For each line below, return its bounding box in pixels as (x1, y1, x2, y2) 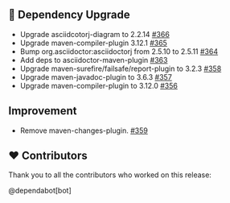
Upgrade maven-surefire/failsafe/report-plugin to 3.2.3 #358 (19, 64, 222, 73)
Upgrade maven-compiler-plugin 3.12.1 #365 (19, 38, 167, 48)
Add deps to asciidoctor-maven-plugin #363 (19, 55, 168, 64)
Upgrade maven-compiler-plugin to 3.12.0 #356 (19, 81, 179, 90)
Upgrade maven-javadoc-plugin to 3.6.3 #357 (19, 72, 173, 81)
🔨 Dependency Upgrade (8, 8, 130, 22)
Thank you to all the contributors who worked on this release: (8, 170, 212, 180)
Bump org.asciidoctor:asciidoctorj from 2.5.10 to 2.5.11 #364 (19, 46, 219, 56)
